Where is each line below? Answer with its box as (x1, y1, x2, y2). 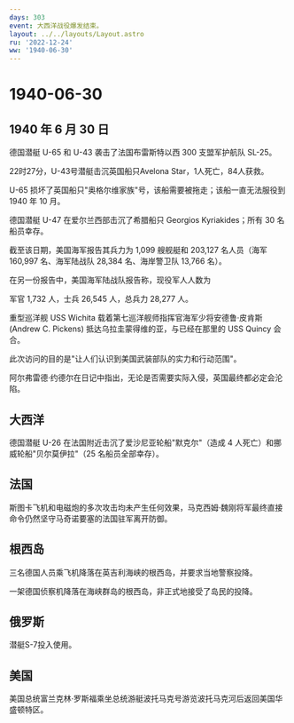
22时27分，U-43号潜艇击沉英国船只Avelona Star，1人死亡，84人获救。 (9, 166, 269, 177)
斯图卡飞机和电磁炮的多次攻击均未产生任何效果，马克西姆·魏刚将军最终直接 (9, 502, 283, 512)
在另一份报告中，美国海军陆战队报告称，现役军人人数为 (9, 274, 211, 285)
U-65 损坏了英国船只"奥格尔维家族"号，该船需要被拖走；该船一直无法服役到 (9, 185, 286, 195)
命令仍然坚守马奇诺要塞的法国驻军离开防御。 (9, 512, 173, 524)
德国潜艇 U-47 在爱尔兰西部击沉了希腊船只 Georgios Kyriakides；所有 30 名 (9, 215, 285, 226)
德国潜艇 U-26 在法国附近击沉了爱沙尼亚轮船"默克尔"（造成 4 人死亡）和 (9, 437, 275, 448)
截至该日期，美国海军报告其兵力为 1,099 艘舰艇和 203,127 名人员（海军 (9, 245, 267, 256)
